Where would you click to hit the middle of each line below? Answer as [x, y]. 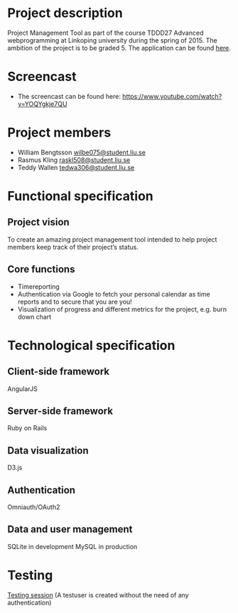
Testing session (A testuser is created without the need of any [98, 595]
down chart [34, 316]
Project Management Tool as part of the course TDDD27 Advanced [106, 33]
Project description [65, 13]
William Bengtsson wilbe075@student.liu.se [81, 152]
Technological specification [91, 345]
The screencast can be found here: [69, 96]
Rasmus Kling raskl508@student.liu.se [74, 160]
